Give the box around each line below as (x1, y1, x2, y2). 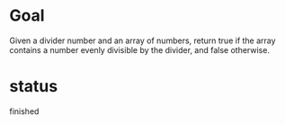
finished (9, 105, 40, 117)
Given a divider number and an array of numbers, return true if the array (9, 35, 276, 46)
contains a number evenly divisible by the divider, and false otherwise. (9, 44, 270, 55)
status (9, 76, 58, 97)
